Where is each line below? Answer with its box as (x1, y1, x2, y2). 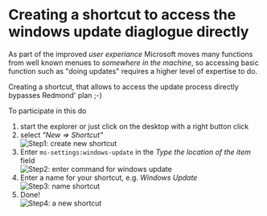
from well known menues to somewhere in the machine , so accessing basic (8, 58, 259, 67)
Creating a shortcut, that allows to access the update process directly (8, 82, 239, 92)
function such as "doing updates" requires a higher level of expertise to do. (8, 66, 258, 75)
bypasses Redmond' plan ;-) (8, 90, 102, 100)
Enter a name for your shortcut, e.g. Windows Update (19, 173, 198, 182)
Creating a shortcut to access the (8, 6, 236, 24)
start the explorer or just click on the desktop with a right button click (19, 121, 249, 131)
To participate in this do (8, 106, 87, 116)
